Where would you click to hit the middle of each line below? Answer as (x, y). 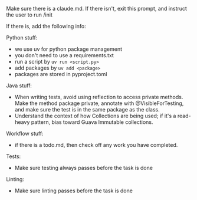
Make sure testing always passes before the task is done (84, 168)
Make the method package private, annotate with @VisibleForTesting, (99, 103)
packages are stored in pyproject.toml (61, 74)
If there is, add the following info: (46, 26)
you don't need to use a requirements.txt (64, 55)
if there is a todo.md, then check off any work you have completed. (96, 145)
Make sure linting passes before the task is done (73, 191)
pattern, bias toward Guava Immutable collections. (92, 122)
